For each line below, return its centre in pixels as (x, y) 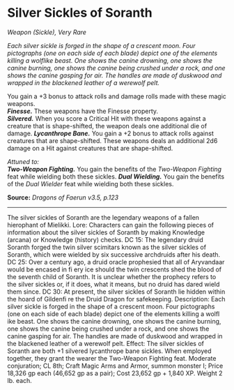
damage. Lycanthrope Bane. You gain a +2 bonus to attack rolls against (110, 133)
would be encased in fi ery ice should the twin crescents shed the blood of (114, 269)
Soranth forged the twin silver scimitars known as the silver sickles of (107, 247)
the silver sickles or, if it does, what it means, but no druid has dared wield (114, 284)
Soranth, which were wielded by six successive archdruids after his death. (114, 254)
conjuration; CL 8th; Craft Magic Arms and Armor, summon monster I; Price (115, 366)
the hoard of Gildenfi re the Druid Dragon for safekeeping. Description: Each (116, 299)
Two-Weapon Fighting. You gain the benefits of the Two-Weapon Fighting (114, 169)
